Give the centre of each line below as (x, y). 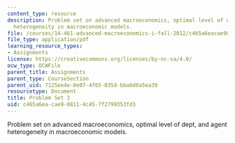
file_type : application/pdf (48, 40)
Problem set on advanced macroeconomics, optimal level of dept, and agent (117, 124)
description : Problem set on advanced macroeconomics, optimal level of (115, 20)
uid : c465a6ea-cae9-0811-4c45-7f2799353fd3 (72, 105)
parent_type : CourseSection (48, 78)
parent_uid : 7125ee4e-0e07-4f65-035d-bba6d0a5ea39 (83, 85)
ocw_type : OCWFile (34, 66)
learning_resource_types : (45, 46)
